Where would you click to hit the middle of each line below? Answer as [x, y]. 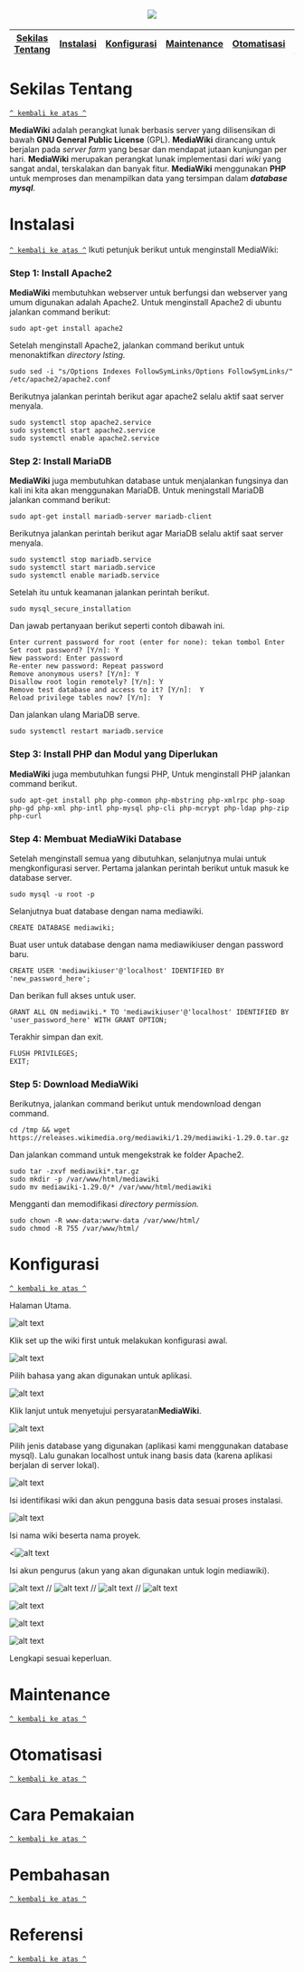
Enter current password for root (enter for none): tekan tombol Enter [147, 643]
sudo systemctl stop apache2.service [81, 423]
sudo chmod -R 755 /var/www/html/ [75, 1229]
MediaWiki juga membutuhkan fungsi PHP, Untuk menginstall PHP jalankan [150, 774]
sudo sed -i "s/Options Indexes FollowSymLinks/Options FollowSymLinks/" [152, 372]
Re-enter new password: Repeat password [87, 666]
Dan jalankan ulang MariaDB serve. [75, 715]
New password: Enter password [66, 658]
